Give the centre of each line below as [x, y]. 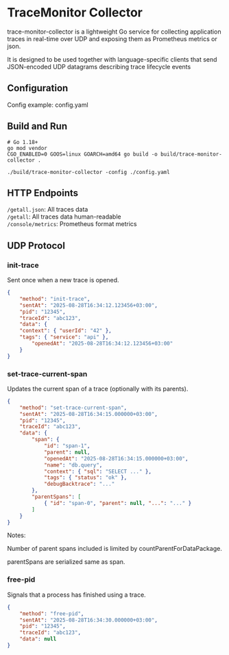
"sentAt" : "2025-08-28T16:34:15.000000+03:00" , [88, 414]
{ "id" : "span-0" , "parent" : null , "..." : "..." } [118, 503]
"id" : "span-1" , [67, 446]
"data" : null [38, 639]
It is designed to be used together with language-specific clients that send [112, 59]
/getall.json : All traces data [48, 210]
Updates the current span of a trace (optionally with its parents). [98, 388]
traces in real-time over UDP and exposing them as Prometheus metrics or [112, 38]
